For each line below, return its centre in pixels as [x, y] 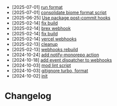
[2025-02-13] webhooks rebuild [45, 50]
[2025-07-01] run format [37, 7]
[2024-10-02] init [30, 76]
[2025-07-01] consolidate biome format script [59, 12]
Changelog [28, 96]
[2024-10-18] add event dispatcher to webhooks [62, 60]
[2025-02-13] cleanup [35, 44]
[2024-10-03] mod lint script [41, 65]
